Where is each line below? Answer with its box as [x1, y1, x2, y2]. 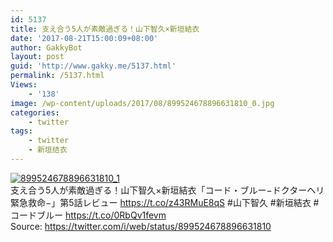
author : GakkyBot [10, 42, 83, 53]
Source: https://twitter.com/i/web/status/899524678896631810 [10, 220, 272, 232]
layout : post [10, 52, 65, 62]
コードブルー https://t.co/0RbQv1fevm [10, 209, 167, 221]
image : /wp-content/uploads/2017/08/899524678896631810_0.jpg [10, 98, 275, 108]
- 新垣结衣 [28, 145, 68, 155]
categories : [10, 107, 60, 118]
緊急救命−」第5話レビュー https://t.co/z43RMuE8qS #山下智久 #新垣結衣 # [10, 196, 320, 208]
